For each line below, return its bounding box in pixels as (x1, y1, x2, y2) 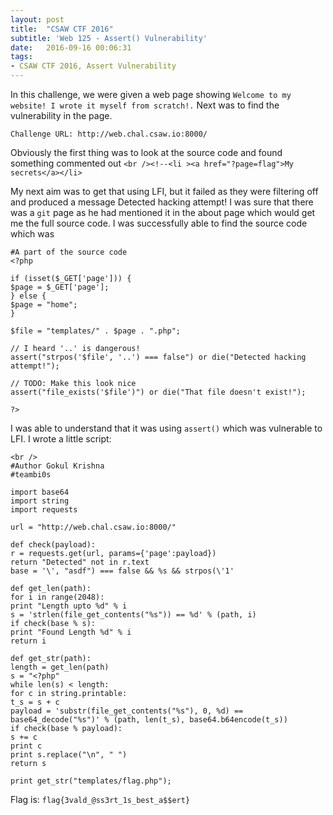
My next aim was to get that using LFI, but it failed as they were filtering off (10, 186, 319, 197)
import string (10, 496, 70, 506)
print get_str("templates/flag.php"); (10, 776, 172, 786)
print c (10, 741, 43, 751)
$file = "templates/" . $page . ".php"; (10, 326, 182, 336)
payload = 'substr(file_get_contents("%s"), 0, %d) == (10, 706, 244, 716)
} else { (10, 291, 47, 301)
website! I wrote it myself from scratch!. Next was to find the (10, 99, 280, 111)
